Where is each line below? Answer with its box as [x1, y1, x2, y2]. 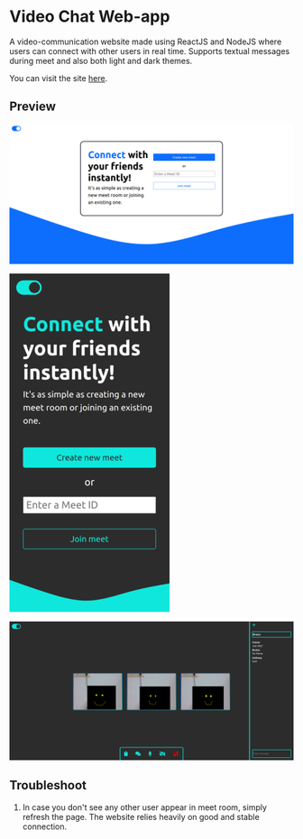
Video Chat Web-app [9, 6, 170, 27]
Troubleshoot [9, 778, 87, 793]
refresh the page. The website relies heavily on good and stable [22, 811, 260, 822]
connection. [22, 821, 68, 832]
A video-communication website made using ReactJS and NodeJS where [9, 36, 282, 47]
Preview [9, 99, 57, 115]
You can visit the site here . [9, 72, 108, 83]
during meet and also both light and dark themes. [9, 55, 193, 66]
